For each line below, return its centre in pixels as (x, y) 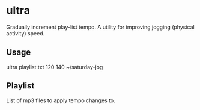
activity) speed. (26, 33)
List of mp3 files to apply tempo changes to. (61, 100)
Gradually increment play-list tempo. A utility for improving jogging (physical (100, 27)
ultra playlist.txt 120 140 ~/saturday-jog (55, 67)
